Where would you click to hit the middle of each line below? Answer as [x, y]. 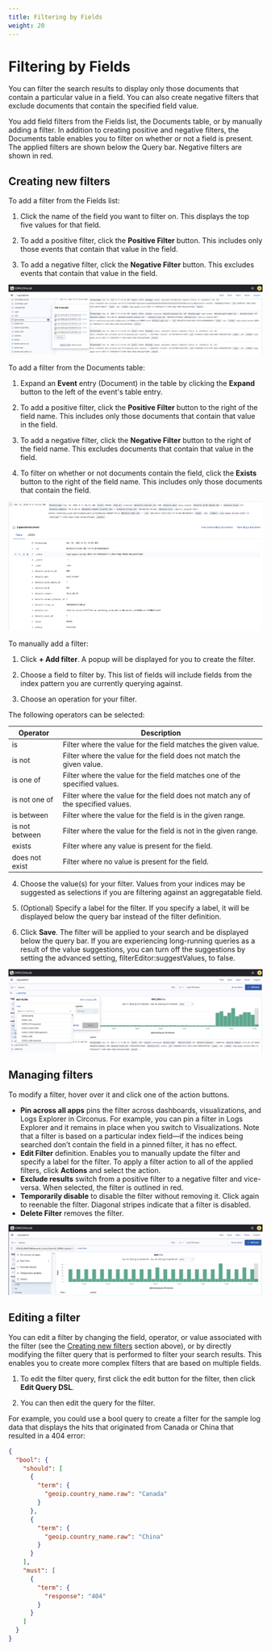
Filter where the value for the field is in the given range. [154, 815]
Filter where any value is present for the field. [138, 846]
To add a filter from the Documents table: [77, 367]
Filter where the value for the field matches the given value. [161, 744]
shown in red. [31, 156]
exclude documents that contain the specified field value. [104, 106]
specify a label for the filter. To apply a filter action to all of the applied [136, 1162]
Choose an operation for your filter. [78, 699]
